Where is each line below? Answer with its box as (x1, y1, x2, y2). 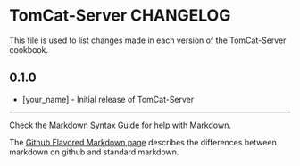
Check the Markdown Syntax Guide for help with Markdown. (9, 120, 232, 130)
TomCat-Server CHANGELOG (9, 5, 231, 26)
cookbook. (9, 44, 49, 54)
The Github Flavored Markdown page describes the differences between (9, 137, 277, 147)
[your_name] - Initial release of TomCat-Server (21, 94, 195, 104)
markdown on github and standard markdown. (9, 146, 179, 157)
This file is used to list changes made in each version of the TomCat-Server (9, 35, 287, 46)
